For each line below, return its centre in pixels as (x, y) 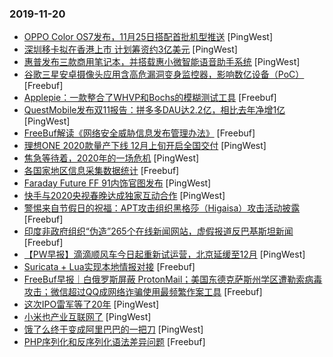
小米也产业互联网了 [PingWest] (87, 317)
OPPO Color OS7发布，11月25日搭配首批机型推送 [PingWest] (148, 37)
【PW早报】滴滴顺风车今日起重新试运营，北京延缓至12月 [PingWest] (164, 254)
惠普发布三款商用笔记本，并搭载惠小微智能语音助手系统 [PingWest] (162, 62)
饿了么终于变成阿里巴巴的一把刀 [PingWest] (113, 329)
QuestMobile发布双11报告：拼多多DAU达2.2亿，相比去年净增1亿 (154, 110)
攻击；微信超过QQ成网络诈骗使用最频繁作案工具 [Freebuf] (143, 292)
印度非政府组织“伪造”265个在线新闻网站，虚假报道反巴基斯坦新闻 (158, 231)
